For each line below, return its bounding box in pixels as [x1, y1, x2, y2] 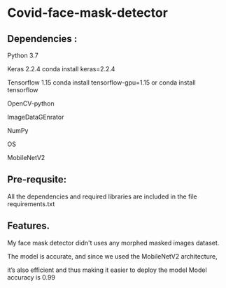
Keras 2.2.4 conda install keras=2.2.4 [7, 65, 115, 73]
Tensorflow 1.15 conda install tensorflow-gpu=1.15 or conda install [7, 78, 196, 87]
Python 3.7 [7, 51, 38, 59]
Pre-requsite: [7, 173, 67, 186]
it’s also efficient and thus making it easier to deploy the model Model [7, 266, 208, 274]
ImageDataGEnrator [7, 113, 64, 121]
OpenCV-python [7, 99, 55, 108]
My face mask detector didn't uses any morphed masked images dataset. [7, 238, 220, 247]
